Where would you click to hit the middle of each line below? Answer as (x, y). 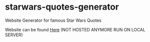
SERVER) (14, 35)
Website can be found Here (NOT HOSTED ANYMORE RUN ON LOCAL (75, 29)
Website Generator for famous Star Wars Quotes (53, 20)
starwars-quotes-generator (62, 7)
